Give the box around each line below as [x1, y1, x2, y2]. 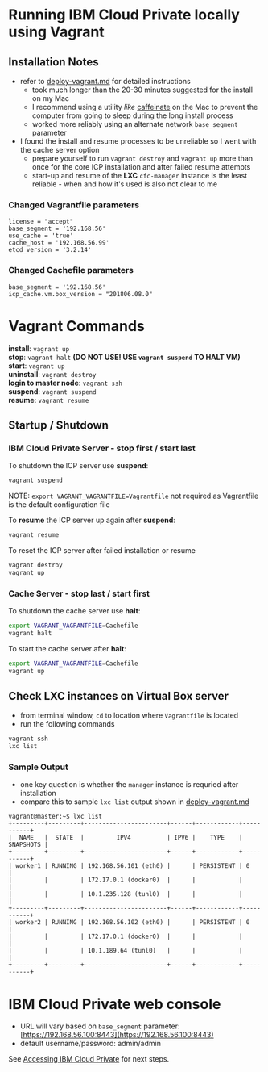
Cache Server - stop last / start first [8, 588, 150, 599]
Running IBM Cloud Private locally [8, 6, 240, 24]
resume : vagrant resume [8, 395, 89, 404]
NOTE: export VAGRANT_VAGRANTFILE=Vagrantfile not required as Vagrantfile [8, 491, 259, 501]
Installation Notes [8, 55, 99, 69]
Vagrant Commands [8, 316, 145, 335]
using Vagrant [8, 23, 105, 41]
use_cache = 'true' [8, 232, 74, 240]
